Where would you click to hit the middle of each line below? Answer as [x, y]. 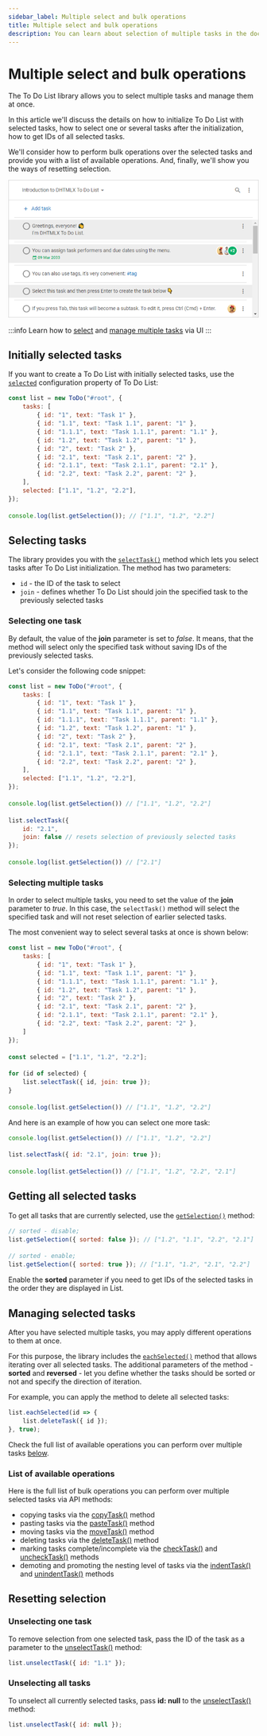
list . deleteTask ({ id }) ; [66, 1421]
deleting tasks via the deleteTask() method [89, 1540]
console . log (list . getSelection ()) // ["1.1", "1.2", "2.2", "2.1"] [122, 1172]
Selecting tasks [48, 540]
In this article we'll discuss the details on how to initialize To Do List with [126, 120]
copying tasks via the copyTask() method [87, 1514]
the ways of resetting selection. [60, 169]
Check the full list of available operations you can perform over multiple [125, 1444]
